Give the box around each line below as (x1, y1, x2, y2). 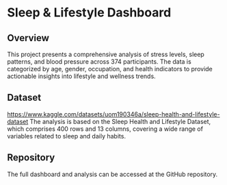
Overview (7, 32, 50, 44)
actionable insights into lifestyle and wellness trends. (7, 72, 156, 80)
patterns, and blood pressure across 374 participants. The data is (7, 58, 191, 66)
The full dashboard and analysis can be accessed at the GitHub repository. (7, 170, 218, 178)
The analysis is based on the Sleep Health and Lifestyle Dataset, (29, 117, 211, 125)
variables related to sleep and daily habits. (7, 132, 126, 140)
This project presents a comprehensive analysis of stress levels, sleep (7, 50, 205, 58)
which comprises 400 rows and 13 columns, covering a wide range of (7, 125, 204, 133)
